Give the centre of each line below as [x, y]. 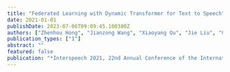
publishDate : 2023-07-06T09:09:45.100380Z [68, 26]
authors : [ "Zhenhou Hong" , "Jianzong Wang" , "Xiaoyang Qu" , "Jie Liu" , [111, 33]
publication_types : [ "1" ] [44, 39]
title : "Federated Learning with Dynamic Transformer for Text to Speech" [116, 13]
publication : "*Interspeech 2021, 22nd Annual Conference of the [102, 58]
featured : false [30, 52]
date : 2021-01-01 [32, 20]
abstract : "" [26, 45]
